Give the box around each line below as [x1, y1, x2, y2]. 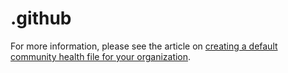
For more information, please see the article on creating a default [10, 40, 278, 52]
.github [10, 7, 72, 30]
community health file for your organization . [10, 50, 192, 62]
